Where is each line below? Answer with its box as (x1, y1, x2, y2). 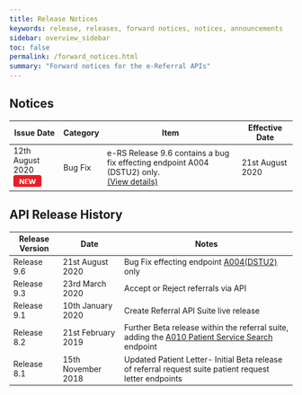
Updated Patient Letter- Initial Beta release (124, 354, 283, 364)
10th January (62, 301, 113, 312)
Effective (247, 122, 283, 134)
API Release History (9, 207, 123, 223)
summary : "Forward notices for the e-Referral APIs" (9, 62, 211, 71)
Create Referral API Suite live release (124, 305, 261, 316)
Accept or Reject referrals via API (124, 283, 247, 294)
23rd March (62, 278, 107, 289)
